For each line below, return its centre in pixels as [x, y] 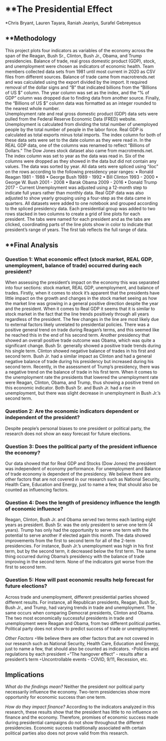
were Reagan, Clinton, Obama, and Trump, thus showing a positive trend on [82, 382]
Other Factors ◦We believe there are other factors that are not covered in [80, 638]
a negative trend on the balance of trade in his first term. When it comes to [81, 372]
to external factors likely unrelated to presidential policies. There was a [77, 325]
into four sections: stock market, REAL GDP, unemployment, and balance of [82, 288]
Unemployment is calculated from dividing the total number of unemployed [82, 124]
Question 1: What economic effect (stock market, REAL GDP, [79, 259]
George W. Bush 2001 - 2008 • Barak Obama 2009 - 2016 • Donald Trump [81, 182]
